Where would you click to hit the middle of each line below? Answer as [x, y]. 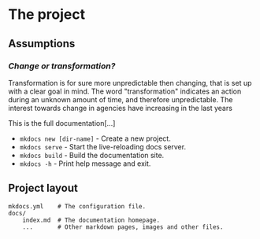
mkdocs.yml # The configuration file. [77, 206]
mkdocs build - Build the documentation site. [92, 155]
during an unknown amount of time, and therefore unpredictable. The [121, 99]
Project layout [43, 188]
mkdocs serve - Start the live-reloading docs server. [103, 146]
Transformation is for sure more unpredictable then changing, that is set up [130, 83]
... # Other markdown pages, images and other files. [123, 227]
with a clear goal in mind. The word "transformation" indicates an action [125, 91]
